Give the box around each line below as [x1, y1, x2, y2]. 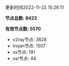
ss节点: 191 [12, 49, 35, 55]
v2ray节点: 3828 [12, 37, 47, 42]
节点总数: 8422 [5, 15, 37, 21]
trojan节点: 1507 [12, 43, 46, 49]
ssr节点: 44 [12, 55, 36, 61]
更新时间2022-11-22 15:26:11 [5, 5, 64, 10]
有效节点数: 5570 [5, 26, 41, 32]
